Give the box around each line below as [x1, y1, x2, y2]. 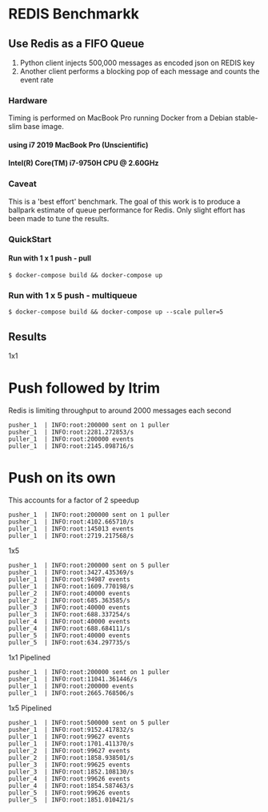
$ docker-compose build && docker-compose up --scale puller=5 [8, 308, 224, 317]
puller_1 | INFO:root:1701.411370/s [8, 739, 134, 748]
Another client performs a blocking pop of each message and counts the [19, 67, 260, 76]
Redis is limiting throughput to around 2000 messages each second [8, 406, 232, 415]
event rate [19, 75, 54, 84]
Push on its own [8, 469, 116, 487]
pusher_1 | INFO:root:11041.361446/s [8, 675, 138, 683]
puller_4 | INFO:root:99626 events [8, 774, 130, 782]
